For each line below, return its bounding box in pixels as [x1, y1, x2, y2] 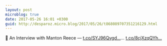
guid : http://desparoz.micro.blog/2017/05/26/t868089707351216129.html [5, 21, 157, 26]
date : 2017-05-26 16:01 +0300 [5, 16, 68, 21]
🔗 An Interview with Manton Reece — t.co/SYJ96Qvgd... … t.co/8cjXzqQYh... [5, 35, 162, 41]
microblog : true [5, 12, 39, 17]
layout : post [5, 7, 32, 12]
